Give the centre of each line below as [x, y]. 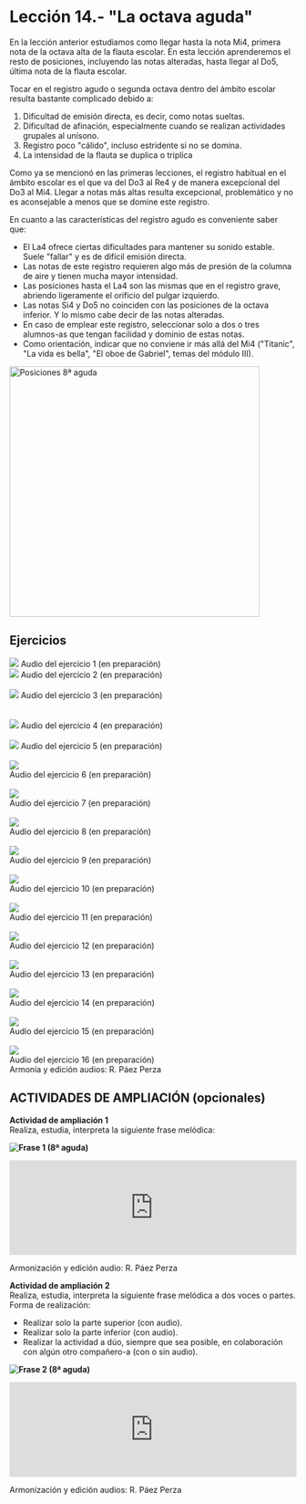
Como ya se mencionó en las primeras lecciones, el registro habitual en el [148, 172]
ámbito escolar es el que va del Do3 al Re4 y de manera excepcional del [145, 182]
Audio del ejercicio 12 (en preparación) [82, 945]
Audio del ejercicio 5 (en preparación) [92, 746]
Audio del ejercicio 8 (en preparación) [81, 831]
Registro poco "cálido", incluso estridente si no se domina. [132, 145]
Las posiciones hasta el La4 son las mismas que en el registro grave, [152, 286]
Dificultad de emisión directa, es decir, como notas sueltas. [134, 116]
